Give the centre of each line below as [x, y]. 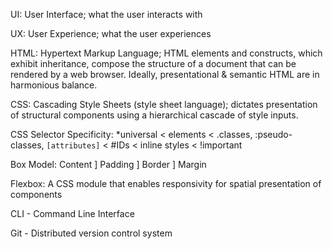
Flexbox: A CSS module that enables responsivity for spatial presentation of [166, 183]
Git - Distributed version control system [91, 233]
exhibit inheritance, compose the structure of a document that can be [153, 63]
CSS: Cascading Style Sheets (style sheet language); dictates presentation [164, 104]
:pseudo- [273, 134]
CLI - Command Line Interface [72, 213]
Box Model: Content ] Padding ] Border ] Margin [108, 164]
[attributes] [73, 146]
